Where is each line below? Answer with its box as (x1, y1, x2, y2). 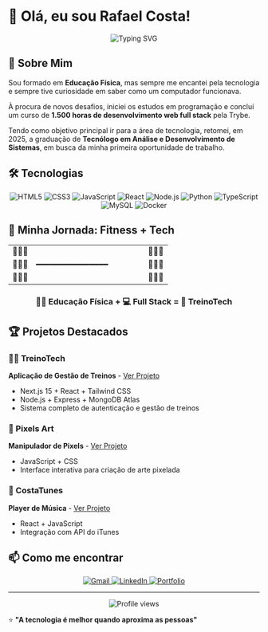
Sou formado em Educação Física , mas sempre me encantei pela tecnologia (8, 77, 260, 87)
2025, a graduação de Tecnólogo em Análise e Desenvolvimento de (8, 134, 235, 143)
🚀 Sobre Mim (8, 57, 73, 70)
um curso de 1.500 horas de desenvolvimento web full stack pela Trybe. (8, 110, 251, 120)
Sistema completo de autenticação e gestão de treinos (19, 402, 199, 413)
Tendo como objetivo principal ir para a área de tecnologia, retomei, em (8, 125, 243, 135)
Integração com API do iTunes (19, 527, 120, 536)
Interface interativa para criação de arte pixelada (19, 465, 181, 475)
